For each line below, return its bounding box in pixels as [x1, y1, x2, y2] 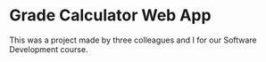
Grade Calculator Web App [9, 5, 212, 26]
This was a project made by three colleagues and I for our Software [9, 35, 257, 45]
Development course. [9, 43, 88, 54]
